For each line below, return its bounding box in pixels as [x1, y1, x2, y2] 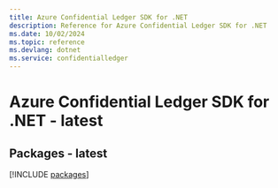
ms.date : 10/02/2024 [9, 29, 86, 38]
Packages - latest [9, 146, 108, 161]
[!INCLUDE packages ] [9, 169, 89, 179]
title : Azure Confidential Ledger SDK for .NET [9, 12, 189, 22]
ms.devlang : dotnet [9, 46, 81, 55]
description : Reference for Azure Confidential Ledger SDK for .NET [9, 21, 267, 30]
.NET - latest [9, 111, 104, 131]
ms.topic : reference [9, 37, 86, 47]
